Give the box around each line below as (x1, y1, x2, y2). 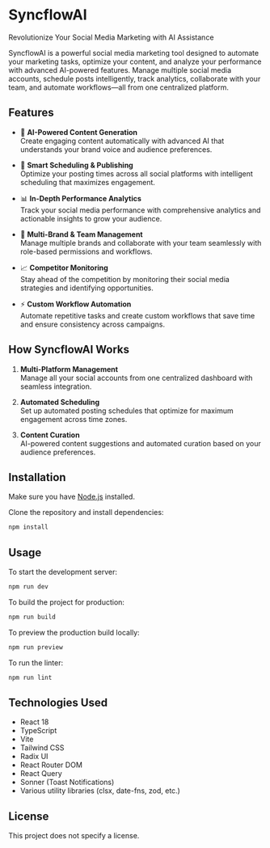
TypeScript (19, 726, 57, 736)
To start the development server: (8, 567, 118, 577)
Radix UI (19, 752, 49, 762)
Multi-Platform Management (19, 364, 119, 373)
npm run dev (8, 583, 49, 591)
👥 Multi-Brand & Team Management (19, 229, 143, 239)
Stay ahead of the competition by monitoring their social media (19, 274, 230, 284)
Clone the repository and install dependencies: (8, 508, 164, 517)
